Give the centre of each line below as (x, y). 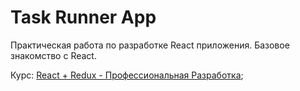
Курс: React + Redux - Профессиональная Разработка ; (127, 75)
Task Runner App (83, 17)
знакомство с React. (53, 55)
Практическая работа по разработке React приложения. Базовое (150, 45)
